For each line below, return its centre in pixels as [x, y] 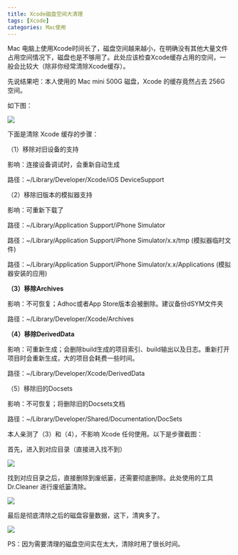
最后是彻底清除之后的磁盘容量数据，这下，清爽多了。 [86, 516]
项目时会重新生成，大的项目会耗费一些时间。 [73, 359]
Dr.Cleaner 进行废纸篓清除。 [49, 487]
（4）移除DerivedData [41, 334]
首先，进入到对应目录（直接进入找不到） [67, 449]
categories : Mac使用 [37, 27]
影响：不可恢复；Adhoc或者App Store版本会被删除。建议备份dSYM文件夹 [115, 304]
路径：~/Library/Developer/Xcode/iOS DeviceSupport [86, 180]
